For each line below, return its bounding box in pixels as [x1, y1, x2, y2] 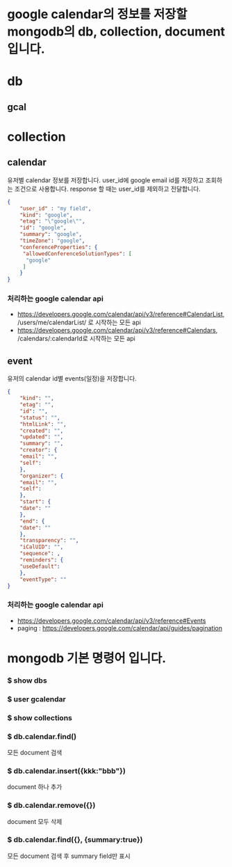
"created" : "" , [19, 427, 64, 434]
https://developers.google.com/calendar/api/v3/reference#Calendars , [17, 326, 218, 335]
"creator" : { [19, 447, 58, 454]
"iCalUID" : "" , [19, 543, 64, 550]
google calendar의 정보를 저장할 [7, 6, 188, 22]
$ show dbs [7, 676, 47, 685]
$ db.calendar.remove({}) [7, 801, 96, 811]
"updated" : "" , [19, 433, 64, 440]
